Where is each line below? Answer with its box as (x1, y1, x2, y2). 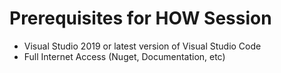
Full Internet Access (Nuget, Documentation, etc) (23, 50, 226, 62)
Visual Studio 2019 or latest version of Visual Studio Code (23, 40, 262, 52)
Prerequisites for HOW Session (9, 7, 272, 30)
